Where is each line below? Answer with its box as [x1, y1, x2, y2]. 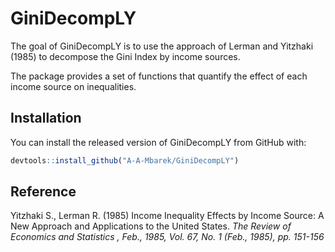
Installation [10, 110, 82, 127]
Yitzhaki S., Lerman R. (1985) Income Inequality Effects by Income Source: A [10, 210, 325, 222]
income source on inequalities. [10, 80, 137, 92]
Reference [10, 183, 77, 201]
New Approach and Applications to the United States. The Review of [10, 220, 292, 232]
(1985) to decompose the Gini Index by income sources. [10, 50, 241, 62]
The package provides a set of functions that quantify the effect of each [10, 70, 308, 82]
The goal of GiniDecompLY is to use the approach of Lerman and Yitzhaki [10, 40, 314, 52]
